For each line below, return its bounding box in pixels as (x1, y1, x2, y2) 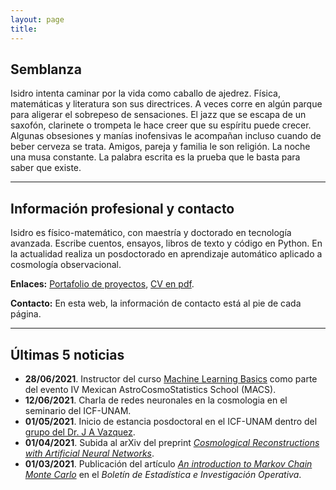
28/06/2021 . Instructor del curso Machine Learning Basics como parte (24, 372, 318, 385)
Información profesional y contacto (10, 200, 235, 217)
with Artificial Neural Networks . (24, 447, 155, 459)
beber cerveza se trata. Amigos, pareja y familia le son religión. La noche (10, 141, 311, 153)
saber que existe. (10, 162, 82, 174)
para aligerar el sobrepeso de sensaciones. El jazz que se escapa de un (10, 109, 307, 121)
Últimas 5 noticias (10, 346, 125, 363)
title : (10, 24, 38, 34)
